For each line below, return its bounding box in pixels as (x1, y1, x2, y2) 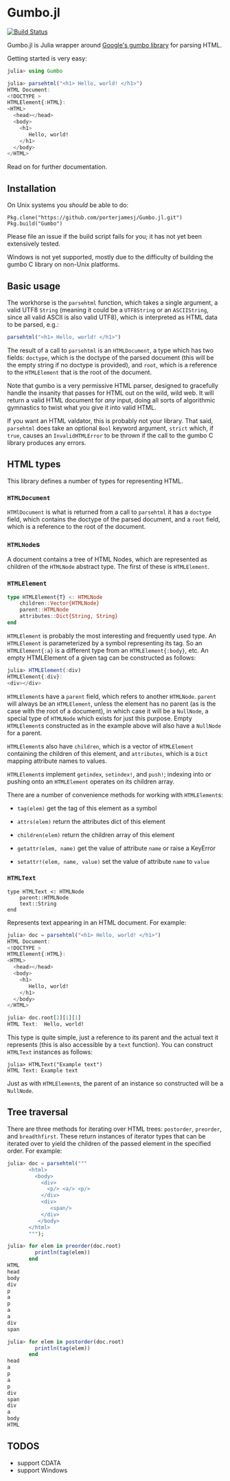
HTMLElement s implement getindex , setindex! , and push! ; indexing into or (7, 770, 211, 778)
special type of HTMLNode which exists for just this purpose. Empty (7, 714, 192, 722)
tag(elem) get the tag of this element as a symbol (16, 803, 157, 812)
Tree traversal (7, 1106, 69, 1118)
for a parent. (7, 728, 43, 737)
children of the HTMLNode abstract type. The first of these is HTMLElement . (7, 563, 209, 571)
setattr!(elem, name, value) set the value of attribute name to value (16, 857, 210, 865)
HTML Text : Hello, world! (7, 1021, 84, 1028)
